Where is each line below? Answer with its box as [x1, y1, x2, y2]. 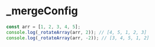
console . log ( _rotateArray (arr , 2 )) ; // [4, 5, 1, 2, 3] [6, 29, 147, 35]
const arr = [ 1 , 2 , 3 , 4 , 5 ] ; [6, 24, 81, 30]
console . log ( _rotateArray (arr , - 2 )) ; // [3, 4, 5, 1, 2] [6, 35, 150, 41]
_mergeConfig [6, 4, 78, 18]
